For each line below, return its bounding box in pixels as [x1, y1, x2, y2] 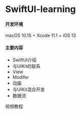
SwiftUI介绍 [12, 57, 37, 63]
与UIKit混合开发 [12, 86, 45, 92]
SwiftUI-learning [5, 4, 76, 15]
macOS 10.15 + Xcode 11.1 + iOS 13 [5, 33, 76, 39]
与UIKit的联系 [12, 63, 41, 69]
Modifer [12, 74, 29, 80]
